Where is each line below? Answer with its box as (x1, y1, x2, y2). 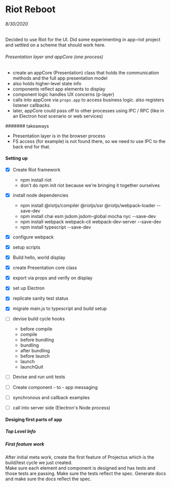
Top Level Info (5, 428, 36, 434)
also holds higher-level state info (12, 80, 82, 86)
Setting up (5, 155, 28, 161)
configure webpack (12, 234, 54, 240)
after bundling (20, 348, 50, 354)
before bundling (20, 337, 54, 343)
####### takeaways (5, 123, 50, 129)
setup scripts (12, 244, 41, 250)
